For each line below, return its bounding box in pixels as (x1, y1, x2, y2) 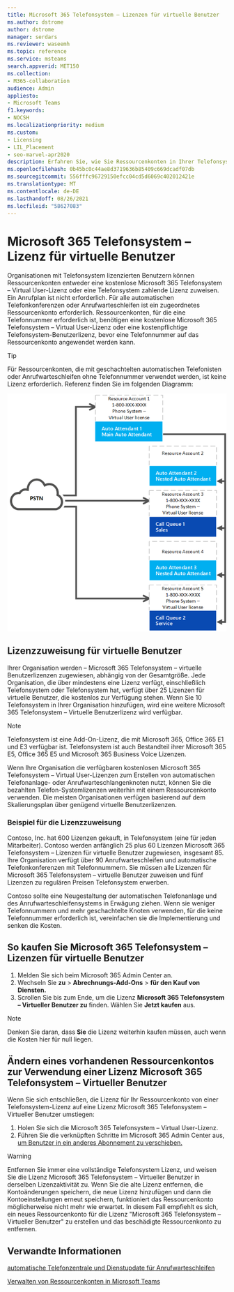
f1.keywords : (7, 107, 45, 114)
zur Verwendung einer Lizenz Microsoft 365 (7, 1066, 203, 1078)
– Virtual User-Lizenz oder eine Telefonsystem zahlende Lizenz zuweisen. (7, 286, 219, 294)
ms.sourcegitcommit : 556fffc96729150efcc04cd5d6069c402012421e (7, 173, 195, 181)
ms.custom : (7, 129, 39, 136)
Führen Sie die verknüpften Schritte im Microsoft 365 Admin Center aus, (17, 1131, 225, 1140)
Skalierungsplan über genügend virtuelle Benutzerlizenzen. (7, 800, 178, 809)
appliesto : (7, 92, 39, 99)
